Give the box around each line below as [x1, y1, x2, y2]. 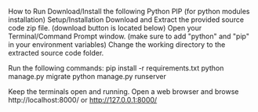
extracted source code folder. [8, 49, 104, 57]
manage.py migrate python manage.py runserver [8, 72, 166, 81]
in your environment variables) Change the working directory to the [8, 40, 226, 49]
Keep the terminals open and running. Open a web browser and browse [8, 87, 239, 96]
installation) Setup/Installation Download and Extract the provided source [8, 15, 245, 24]
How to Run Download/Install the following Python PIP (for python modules [8, 7, 250, 16]
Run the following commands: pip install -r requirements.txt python [8, 63, 224, 73]
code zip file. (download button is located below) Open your [8, 23, 202, 32]
